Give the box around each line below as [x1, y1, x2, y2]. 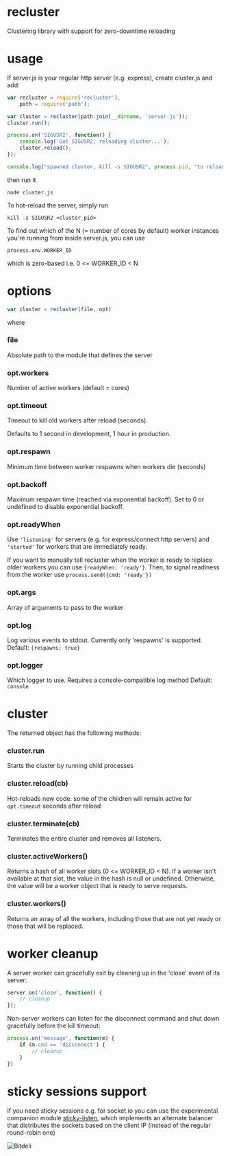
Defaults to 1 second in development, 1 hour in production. [7, 430, 171, 438]
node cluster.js [7, 189, 53, 196]
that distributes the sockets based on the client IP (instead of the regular [7, 1121, 211, 1129]
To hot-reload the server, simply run [7, 201, 109, 209]
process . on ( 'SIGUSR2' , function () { [7, 132, 112, 139]
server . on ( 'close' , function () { [7, 989, 103, 996]
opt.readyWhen [7, 519, 61, 529]
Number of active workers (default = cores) [7, 384, 130, 392]
